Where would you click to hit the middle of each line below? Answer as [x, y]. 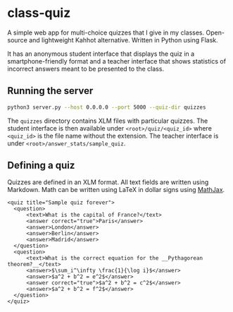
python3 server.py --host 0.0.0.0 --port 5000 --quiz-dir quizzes [107, 107]
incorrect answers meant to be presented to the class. [86, 68]
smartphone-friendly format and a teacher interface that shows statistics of [117, 61]
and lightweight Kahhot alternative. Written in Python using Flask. [124, 40]
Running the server [50, 91]
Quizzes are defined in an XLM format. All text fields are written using [108, 182]
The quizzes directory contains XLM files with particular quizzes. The [108, 121]
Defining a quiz [41, 166]
